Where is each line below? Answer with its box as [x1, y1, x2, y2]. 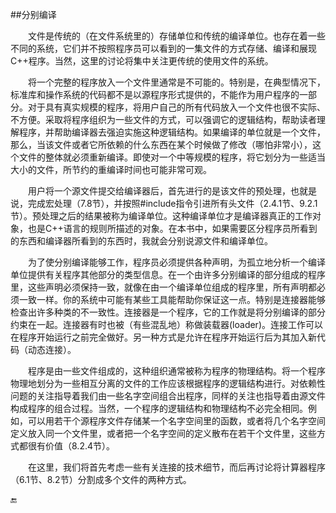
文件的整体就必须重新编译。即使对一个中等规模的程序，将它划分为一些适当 [18, 151, 326, 163]
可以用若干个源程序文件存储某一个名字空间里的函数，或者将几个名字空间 [27, 415, 326, 427]
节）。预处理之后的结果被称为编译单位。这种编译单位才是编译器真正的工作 [10, 210, 313, 222]
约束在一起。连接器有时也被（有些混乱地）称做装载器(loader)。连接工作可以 [10, 319, 323, 330]
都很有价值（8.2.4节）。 [18, 440, 115, 452]
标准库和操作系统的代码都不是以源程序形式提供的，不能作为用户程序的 [10, 89, 300, 100]
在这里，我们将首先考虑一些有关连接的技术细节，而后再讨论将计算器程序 [28, 461, 326, 473]
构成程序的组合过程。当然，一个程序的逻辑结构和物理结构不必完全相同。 [10, 403, 308, 414]
